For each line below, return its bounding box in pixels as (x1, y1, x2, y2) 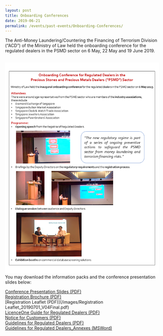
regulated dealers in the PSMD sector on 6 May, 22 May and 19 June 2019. (5, 48, 155, 54)
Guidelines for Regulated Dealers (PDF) (5, 320, 84, 326)
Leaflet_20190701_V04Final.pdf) (5, 304, 69, 311)
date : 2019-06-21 (5, 18, 41, 23)
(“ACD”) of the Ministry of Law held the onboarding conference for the (5, 43, 146, 48)
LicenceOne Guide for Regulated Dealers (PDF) (5, 310, 100, 315)
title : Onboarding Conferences (5, 13, 69, 18)
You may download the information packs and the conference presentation (5, 274, 156, 280)
